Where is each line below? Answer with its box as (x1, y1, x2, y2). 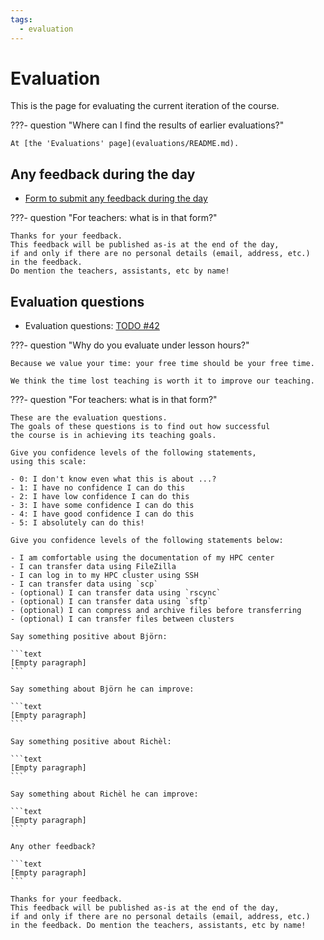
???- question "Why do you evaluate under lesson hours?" (10, 339, 250, 351)
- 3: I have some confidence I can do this (10, 501, 195, 511)
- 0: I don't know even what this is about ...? (10, 474, 217, 485)
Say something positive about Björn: (10, 632, 168, 642)
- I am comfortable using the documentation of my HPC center (10, 553, 275, 563)
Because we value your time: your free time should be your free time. (10, 359, 315, 369)
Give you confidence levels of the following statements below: (10, 536, 284, 546)
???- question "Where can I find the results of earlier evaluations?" (10, 119, 285, 131)
